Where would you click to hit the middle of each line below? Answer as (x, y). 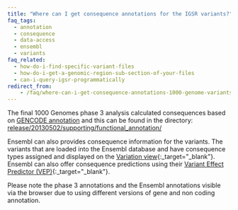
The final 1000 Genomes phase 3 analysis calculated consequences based (117, 113)
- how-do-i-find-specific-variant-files (74, 66)
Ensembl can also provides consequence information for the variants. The (115, 141)
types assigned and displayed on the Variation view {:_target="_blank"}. (111, 157)
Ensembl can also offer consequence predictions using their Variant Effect (116, 164)
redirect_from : (30, 86)
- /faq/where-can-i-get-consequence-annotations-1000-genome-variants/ (128, 93)
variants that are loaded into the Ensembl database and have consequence (117, 149)
